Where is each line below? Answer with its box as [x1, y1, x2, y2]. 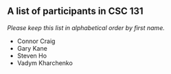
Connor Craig [16, 37, 56, 45]
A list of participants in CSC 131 [7, 5, 144, 17]
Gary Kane [16, 44, 48, 52]
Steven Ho [16, 51, 47, 60]
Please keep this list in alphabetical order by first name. [7, 23, 165, 32]
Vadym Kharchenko [16, 58, 73, 67]
